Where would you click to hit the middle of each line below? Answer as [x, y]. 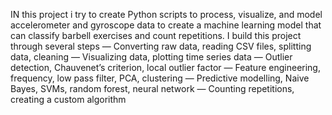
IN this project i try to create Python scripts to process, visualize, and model [166, 14]
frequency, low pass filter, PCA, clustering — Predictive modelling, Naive [160, 78]
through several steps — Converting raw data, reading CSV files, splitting [161, 46]
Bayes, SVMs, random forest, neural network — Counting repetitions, [152, 88]
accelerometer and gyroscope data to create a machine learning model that [166, 25]
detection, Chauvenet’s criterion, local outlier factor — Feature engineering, [165, 67]
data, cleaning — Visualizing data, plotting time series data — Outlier [151, 57]
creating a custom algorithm [68, 99]
